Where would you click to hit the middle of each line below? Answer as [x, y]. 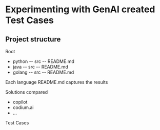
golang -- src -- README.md [43, 72]
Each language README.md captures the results [57, 82]
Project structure [33, 39]
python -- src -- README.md [43, 61]
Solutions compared [27, 92]
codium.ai [23, 107]
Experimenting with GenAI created [80, 9]
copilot [20, 102]
